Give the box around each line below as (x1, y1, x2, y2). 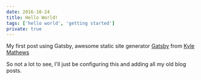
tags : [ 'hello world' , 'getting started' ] (6, 20, 115, 26)
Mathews (6, 49, 30, 56)
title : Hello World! (6, 15, 59, 21)
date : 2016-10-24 (6, 8, 50, 15)
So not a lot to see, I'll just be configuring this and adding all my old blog (6, 61, 186, 68)
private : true (6, 25, 42, 32)
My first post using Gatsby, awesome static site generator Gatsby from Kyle (6, 42, 195, 50)
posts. (6, 67, 22, 75)
